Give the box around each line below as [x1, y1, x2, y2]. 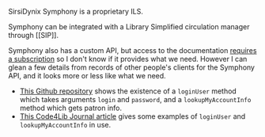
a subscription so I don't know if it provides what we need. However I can [8, 55, 248, 63]
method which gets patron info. [19, 103, 123, 112]
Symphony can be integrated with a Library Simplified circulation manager [8, 22, 250, 31]
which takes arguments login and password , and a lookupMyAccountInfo [19, 95, 252, 104]
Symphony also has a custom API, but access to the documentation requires [8, 46, 257, 55]
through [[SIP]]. [8, 31, 59, 40]
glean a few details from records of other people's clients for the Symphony [8, 63, 256, 72]
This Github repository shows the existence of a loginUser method [19, 86, 237, 96]
